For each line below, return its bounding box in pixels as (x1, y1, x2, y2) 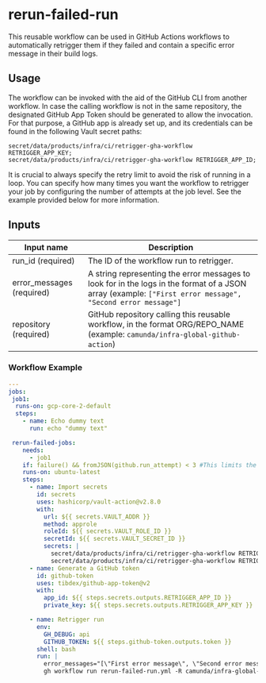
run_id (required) (12, 255, 75, 266)
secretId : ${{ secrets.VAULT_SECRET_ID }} (43, 534, 186, 543)
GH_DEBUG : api (43, 630, 90, 639)
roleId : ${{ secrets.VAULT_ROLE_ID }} (43, 527, 172, 535)
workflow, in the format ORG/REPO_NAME (88, 318, 245, 330)
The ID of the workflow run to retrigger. (88, 255, 234, 266)
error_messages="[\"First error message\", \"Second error (43, 660, 243, 668)
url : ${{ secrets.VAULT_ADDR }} (43, 512, 150, 521)
